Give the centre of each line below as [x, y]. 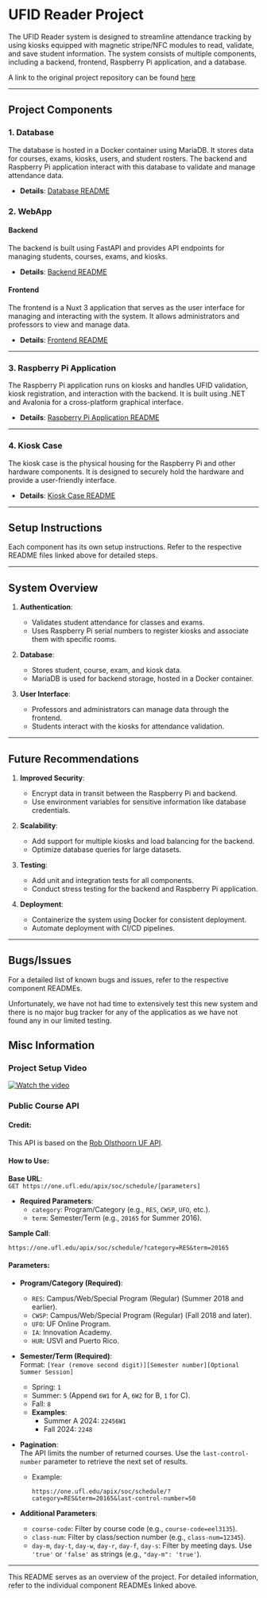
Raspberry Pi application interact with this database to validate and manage [132, 167]
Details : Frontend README [64, 340]
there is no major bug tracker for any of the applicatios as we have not [123, 1012]
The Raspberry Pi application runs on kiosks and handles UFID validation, [128, 385]
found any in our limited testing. [60, 1021]
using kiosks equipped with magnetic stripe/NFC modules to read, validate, [131, 45]
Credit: [20, 1125]
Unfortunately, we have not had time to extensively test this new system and [133, 1003]
